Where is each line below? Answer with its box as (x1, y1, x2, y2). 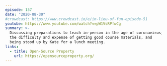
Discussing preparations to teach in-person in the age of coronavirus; (9, 30, 164, 35)
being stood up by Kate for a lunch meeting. (9, 40, 106, 45)
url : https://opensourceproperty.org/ (14, 53, 94, 59)
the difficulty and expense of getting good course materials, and (9, 35, 153, 40)
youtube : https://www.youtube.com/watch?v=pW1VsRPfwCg (5, 21, 121, 26)
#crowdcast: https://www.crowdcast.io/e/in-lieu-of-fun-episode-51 (5, 16, 148, 21)
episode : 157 (5, 7, 32, 12)
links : (5, 44, 19, 49)
